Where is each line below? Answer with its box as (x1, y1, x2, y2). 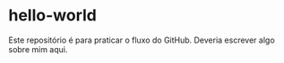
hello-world (8, 5, 98, 26)
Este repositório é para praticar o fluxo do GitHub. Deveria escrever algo (8, 35, 275, 45)
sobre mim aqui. (8, 43, 68, 54)
